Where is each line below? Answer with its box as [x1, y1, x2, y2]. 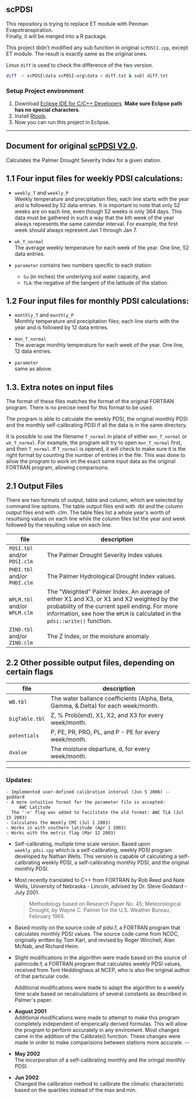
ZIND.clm [9, 640, 33, 646]
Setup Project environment [6, 87, 84, 95]
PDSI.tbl [9, 545, 33, 552]
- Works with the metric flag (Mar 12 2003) [6, 830, 116, 836]
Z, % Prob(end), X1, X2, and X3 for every [50, 711, 164, 719]
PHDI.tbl [9, 566, 33, 573]
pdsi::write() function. [47, 617, 112, 625]
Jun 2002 [14, 1074, 39, 1081]
